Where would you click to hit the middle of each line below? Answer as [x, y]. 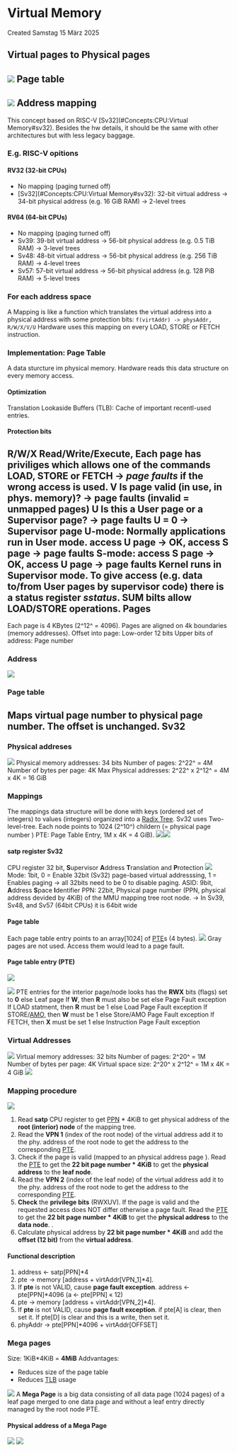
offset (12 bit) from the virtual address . [75, 1240]
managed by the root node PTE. [54, 1409]
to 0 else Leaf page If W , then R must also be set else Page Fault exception [117, 999]
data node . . [35, 1225]
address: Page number [41, 641]
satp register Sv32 [35, 851]
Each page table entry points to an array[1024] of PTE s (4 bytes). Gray [115, 938]
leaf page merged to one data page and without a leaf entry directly [106, 1401]
